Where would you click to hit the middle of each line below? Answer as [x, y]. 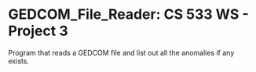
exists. [19, 61]
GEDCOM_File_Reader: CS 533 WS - [128, 14]
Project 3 [38, 31]
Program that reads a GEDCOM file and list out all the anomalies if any [121, 52]
